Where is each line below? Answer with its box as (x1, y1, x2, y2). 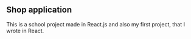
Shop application (6, 5, 72, 15)
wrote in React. (6, 27, 44, 34)
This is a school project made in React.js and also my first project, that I (6, 20, 186, 28)
